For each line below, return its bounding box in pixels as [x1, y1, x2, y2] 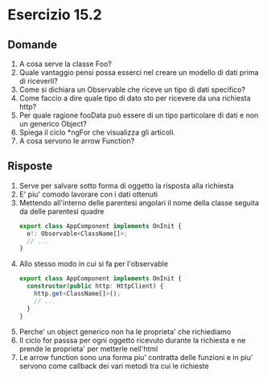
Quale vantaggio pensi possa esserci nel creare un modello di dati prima [18, 68, 259, 77]
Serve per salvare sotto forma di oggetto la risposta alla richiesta [18, 180, 234, 190]
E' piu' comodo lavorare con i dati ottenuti [18, 189, 158, 199]
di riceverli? [18, 77, 58, 85]
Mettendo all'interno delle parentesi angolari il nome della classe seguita [18, 197, 259, 207]
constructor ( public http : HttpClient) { [27, 282, 164, 291]
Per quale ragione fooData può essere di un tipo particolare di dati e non [18, 110, 259, 120]
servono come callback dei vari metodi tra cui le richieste [18, 361, 210, 371]
